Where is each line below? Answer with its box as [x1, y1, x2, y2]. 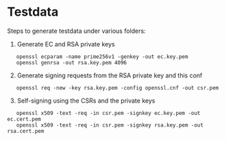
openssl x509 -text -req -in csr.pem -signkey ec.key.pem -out [16, 110, 201, 116]
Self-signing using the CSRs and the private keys [16, 97, 155, 105]
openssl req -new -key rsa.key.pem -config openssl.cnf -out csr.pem [16, 84, 219, 91]
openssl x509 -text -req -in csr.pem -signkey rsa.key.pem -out [16, 121, 204, 129]
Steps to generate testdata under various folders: [7, 27, 146, 35]
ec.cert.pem [7, 116, 41, 123]
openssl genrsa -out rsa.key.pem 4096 [16, 59, 127, 66]
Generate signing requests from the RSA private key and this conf [16, 71, 203, 79]
